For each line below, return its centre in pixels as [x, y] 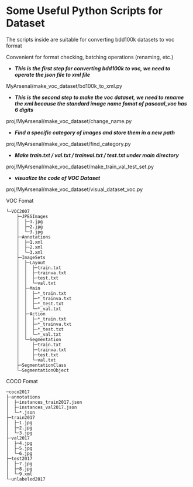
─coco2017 [18, 392]
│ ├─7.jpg [19, 464]
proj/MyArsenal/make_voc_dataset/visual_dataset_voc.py [75, 189]
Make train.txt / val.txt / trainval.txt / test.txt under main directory [97, 155]
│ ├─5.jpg [19, 448]
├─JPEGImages [32, 216]
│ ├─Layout [31, 263]
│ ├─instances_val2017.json [42, 407]
